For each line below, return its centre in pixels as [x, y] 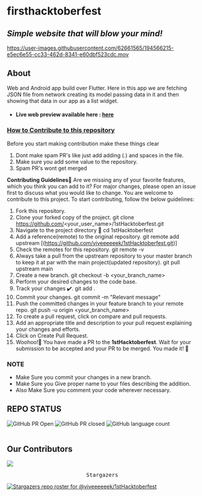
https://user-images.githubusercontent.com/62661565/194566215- [90, 48]
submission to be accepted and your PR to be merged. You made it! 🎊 [102, 348]
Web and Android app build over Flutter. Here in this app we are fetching [97, 88]
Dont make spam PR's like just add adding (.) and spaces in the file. [99, 155]
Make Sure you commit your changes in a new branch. [83, 377]
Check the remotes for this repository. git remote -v [80, 249]
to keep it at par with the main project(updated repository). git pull [98, 262]
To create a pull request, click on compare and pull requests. [91, 316]
